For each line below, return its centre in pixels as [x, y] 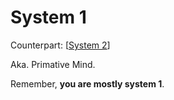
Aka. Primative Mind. [53, 64]
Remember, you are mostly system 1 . [87, 83]
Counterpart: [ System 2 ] [60, 45]
